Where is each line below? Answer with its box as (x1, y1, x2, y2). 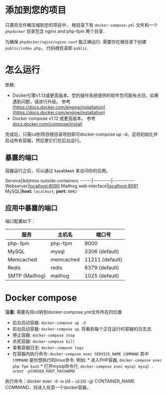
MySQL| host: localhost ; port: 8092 (5, 188, 77, 194)
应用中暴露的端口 (5, 204, 58, 212)
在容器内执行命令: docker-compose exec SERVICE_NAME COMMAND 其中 (12, 351, 149, 357)
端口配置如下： (5, 218, 36, 224)
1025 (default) (84, 272, 119, 279)
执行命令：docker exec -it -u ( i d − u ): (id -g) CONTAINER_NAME (5, 378, 135, 384)
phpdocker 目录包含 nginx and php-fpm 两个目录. (5, 28, 104, 34)
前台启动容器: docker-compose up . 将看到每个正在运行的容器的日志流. (12, 326, 153, 332)
